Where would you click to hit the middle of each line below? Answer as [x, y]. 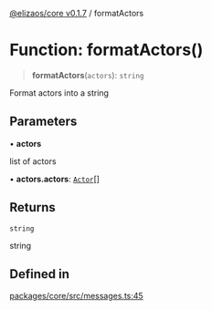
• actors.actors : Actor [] [55, 179]
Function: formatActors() [106, 50]
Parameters [43, 122]
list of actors [33, 161]
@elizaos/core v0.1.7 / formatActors [77, 13]
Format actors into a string [59, 93]
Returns [33, 207]
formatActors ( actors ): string [88, 75]
